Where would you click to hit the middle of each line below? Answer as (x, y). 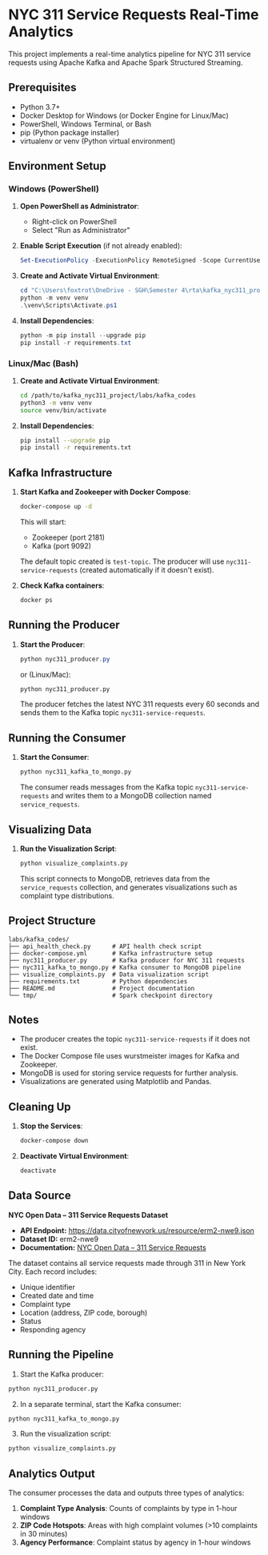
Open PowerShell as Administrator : (80, 207)
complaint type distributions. (67, 895)
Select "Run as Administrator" (81, 231)
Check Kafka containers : (62, 585)
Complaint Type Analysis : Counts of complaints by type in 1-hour (128, 1509)
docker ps (36, 601)
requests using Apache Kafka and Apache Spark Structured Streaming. (126, 62)
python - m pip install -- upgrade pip (83, 335)
